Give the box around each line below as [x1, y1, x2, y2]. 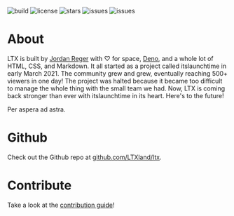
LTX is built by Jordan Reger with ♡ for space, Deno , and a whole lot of [7, 54, 214, 62]
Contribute [7, 177, 72, 194]
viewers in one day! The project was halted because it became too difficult [7, 76, 223, 85]
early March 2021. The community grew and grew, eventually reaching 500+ [7, 69, 228, 77]
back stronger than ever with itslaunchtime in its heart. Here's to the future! [7, 91, 224, 100]
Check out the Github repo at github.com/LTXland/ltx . [7, 153, 162, 161]
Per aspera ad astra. [7, 105, 66, 114]
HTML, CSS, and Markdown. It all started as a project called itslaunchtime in [7, 62, 226, 70]
